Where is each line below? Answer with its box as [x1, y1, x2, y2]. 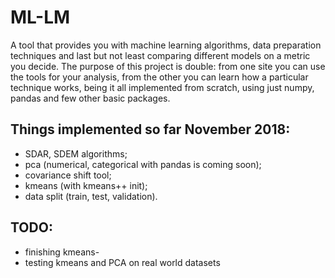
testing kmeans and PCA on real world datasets [24, 256, 221, 268]
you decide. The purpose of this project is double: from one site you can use [10, 60, 326, 72]
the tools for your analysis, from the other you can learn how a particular [10, 71, 309, 83]
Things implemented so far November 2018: [10, 121, 291, 138]
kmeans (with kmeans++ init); [24, 179, 148, 191]
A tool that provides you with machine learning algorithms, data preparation [10, 39, 322, 51]
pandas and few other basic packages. [10, 92, 171, 104]
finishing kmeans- [24, 246, 100, 258]
